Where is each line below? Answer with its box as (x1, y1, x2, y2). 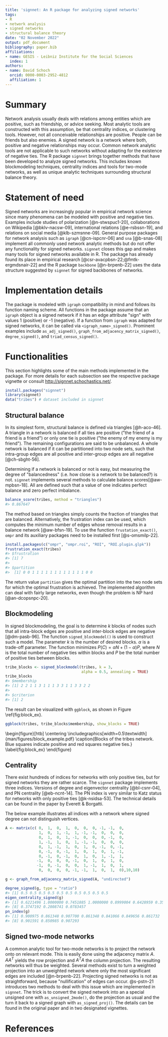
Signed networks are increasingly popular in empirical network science (5, 208, 151, 214)
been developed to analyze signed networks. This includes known (5, 158, 141, 164)
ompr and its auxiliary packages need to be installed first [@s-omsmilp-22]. (5, 532, 159, 538)
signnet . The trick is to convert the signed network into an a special (5, 989, 144, 995)
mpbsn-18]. (5, 482, 29, 488)
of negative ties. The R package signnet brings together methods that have (5, 153, 160, 159)
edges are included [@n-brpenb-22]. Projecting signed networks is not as (5, 973, 157, 979)
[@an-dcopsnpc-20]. (5, 595, 49, 601)
